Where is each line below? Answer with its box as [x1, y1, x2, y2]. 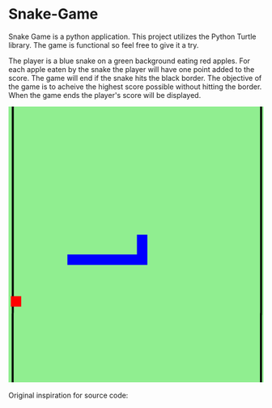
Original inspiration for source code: [8, 390, 129, 400]
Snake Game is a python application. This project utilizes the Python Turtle [8, 32, 257, 41]
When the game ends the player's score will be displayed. [8, 90, 202, 100]
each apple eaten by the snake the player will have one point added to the [8, 64, 255, 74]
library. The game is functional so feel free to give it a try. [8, 40, 199, 49]
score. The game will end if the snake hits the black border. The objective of [8, 73, 262, 83]
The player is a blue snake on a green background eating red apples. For [8, 56, 251, 66]
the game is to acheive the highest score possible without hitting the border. [8, 82, 262, 91]
